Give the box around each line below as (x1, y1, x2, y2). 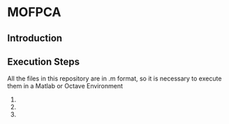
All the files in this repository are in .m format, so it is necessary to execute (7, 74, 222, 83)
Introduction (7, 32, 63, 44)
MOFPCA (7, 4, 61, 20)
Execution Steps (7, 55, 80, 67)
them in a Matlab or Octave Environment (7, 82, 124, 90)
